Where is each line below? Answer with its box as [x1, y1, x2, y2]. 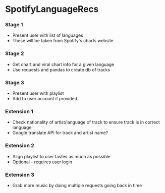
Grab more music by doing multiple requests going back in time [12, 182, 142, 188]
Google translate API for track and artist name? [12, 130, 108, 136]
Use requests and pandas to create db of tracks [12, 66, 110, 72]
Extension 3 [5, 171, 35, 178]
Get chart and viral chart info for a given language [12, 61, 114, 67]
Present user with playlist [12, 90, 64, 96]
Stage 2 [5, 50, 24, 57]
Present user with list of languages [12, 32, 83, 38]
